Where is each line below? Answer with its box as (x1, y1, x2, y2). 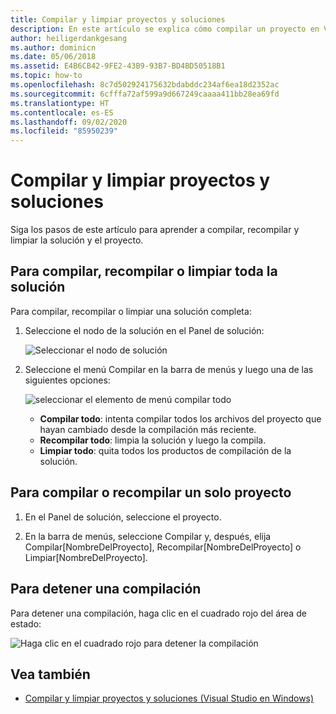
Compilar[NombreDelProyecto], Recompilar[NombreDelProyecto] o (24, 541, 302, 553)
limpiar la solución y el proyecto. (10, 234, 144, 246)
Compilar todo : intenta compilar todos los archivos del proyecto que (39, 412, 322, 425)
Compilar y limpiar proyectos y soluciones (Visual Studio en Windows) (24, 692, 315, 705)
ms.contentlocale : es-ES (10, 107, 114, 118)
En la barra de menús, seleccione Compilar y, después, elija (24, 530, 272, 542)
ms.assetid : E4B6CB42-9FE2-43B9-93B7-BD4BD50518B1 (10, 61, 226, 71)
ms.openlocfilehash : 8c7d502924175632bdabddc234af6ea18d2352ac (10, 80, 280, 90)
